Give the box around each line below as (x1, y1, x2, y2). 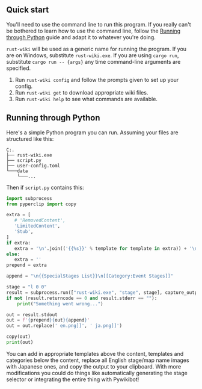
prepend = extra (6, 262, 47, 269)
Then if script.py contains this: (6, 184, 84, 191)
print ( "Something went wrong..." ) (17, 300, 103, 307)
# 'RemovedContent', (14, 217, 66, 223)
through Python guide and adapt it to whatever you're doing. (6, 33, 156, 41)
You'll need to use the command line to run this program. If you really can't (6, 20, 191, 28)
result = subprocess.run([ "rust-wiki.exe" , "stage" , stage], (6, 289, 163, 296)
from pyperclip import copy (6, 201, 77, 207)
